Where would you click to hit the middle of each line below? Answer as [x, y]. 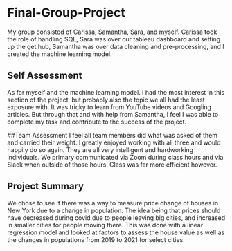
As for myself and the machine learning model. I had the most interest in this [116, 92]
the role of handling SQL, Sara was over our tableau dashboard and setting [114, 39]
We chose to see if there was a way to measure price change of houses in [113, 203]
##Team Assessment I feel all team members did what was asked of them [113, 135]
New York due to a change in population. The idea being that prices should [114, 210]
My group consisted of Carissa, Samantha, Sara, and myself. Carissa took [112, 32]
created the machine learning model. [60, 54]
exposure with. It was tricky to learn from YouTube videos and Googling [109, 107]
